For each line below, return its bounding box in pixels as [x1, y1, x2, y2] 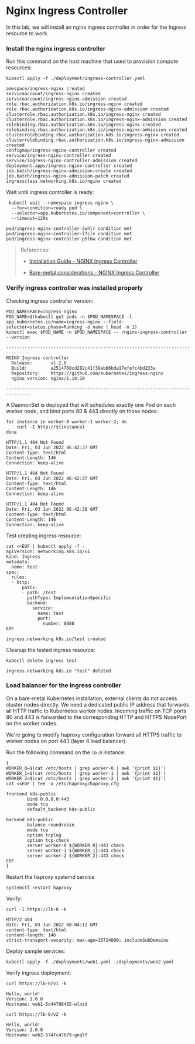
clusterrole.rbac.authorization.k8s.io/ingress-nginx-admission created [6, 116, 187, 123]
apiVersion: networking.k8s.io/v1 [6, 548, 91, 554]
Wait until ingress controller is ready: [6, 189, 95, 196]
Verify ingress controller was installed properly [6, 284, 143, 292]
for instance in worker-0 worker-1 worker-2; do [6, 419, 127, 424]
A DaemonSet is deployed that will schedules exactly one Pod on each [6, 401, 176, 408]
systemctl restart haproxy [6, 885, 72, 891]
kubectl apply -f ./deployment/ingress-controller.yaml [6, 75, 145, 82]
